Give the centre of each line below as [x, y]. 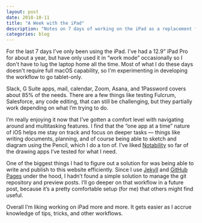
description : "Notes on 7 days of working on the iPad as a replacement [99, 29]
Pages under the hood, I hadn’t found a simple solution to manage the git [96, 176]
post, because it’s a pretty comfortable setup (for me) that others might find [100, 189]
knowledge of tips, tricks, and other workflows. [65, 213]
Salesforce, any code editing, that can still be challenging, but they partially [99, 102]
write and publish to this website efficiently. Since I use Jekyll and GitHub [97, 170]
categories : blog [28, 34]
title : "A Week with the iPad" [45, 23]
